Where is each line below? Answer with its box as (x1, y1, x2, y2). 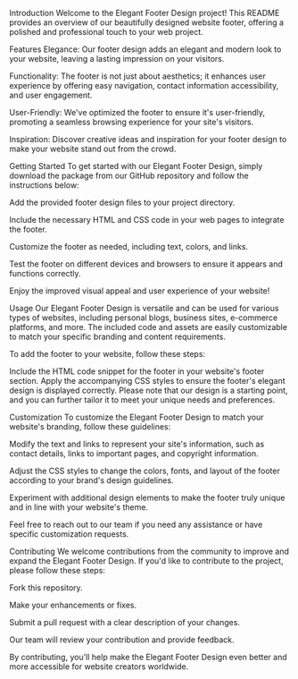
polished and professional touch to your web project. (9, 27, 203, 37)
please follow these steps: (9, 565, 105, 575)
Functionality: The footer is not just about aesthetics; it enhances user (9, 71, 266, 81)
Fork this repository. (9, 582, 83, 593)
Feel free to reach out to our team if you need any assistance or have (9, 519, 263, 530)
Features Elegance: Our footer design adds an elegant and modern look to (9, 44, 282, 55)
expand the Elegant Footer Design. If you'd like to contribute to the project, (9, 556, 284, 566)
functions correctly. (9, 268, 82, 278)
